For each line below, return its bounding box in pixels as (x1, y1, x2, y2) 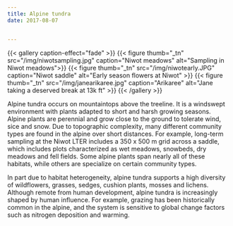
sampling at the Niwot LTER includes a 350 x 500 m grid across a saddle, (7, 137, 220, 145)
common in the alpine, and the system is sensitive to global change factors (7, 203, 225, 211)
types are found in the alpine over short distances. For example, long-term (7, 130, 224, 138)
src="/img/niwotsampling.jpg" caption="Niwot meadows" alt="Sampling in (7, 56, 225, 64)
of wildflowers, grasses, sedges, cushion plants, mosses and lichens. (7, 180, 209, 189)
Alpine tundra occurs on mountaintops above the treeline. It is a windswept (7, 99, 226, 108)
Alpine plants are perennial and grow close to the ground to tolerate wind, (7, 114, 221, 123)
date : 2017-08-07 (7, 17, 59, 24)
